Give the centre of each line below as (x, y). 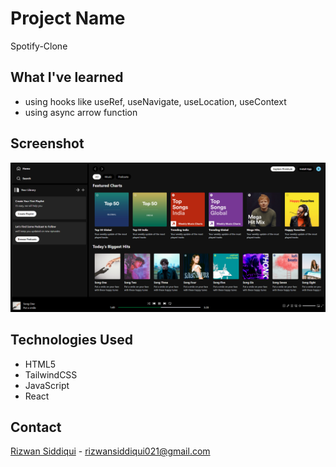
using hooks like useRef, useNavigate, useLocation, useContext (155, 101)
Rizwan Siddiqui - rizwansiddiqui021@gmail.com (110, 451)
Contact (36, 427)
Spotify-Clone (39, 46)
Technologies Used (71, 340)
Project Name (68, 18)
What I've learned (67, 77)
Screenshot (47, 143)
